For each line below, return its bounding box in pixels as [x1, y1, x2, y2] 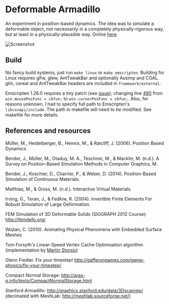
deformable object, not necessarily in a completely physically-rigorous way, [5, 25, 164, 32]
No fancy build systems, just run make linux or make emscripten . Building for [5, 69, 164, 75]
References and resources [5, 126, 91, 135]
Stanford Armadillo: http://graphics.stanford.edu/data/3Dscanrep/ [5, 287, 144, 293]
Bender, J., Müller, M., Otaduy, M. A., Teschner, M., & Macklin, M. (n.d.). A [5, 155, 159, 161]
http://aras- [61, 272, 86, 278]
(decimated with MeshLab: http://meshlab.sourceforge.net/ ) [5, 293, 131, 299]
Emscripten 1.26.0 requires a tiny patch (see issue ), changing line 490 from [5, 90, 163, 96]
